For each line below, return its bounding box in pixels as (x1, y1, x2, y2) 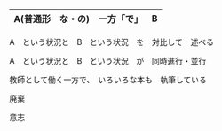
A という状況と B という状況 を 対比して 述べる (9, 37, 215, 47)
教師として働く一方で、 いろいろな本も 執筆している (9, 74, 207, 85)
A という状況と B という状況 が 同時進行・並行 (9, 56, 207, 65)
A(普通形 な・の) (13, 13, 91, 25)
